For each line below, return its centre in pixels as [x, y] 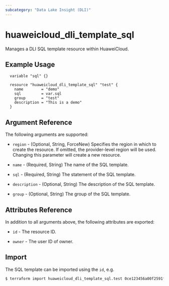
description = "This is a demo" [48, 103]
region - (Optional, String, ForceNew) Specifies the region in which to [84, 145]
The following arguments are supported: [47, 134]
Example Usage [30, 64]
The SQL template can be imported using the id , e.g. [60, 269]
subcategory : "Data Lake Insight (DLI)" [48, 10]
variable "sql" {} [29, 76]
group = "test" [37, 98]
